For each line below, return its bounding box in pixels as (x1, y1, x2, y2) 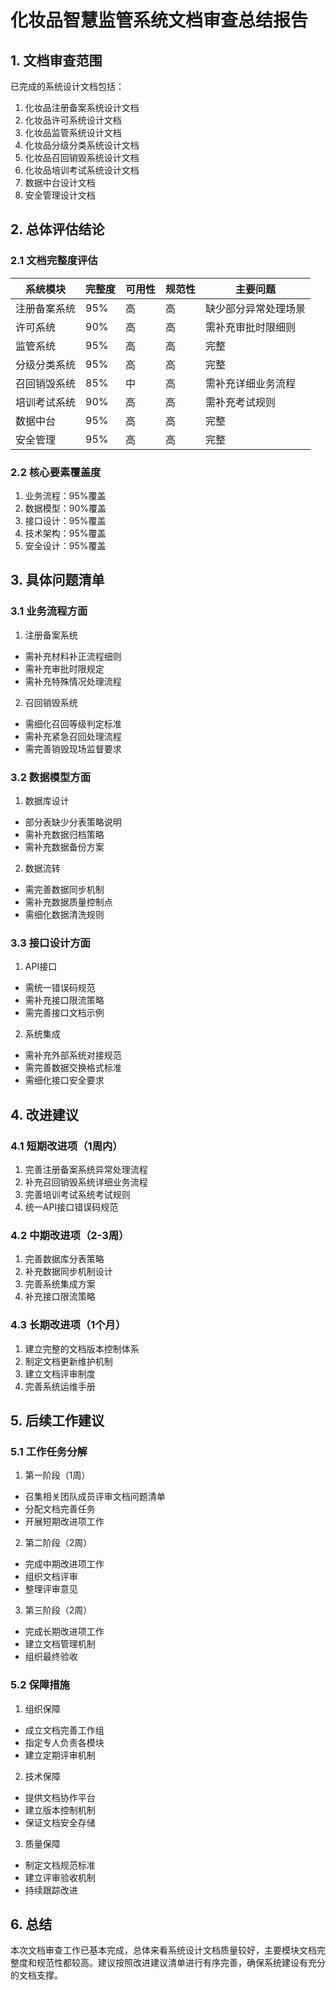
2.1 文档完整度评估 (10, 254, 98, 268)
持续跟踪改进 (24, 1884, 78, 1896)
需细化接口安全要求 (24, 1074, 105, 1086)
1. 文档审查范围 (10, 52, 103, 69)
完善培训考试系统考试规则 (24, 1188, 131, 1200)
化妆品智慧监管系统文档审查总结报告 (10, 9, 309, 32)
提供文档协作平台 (24, 1791, 96, 1803)
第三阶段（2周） (24, 1604, 93, 1616)
